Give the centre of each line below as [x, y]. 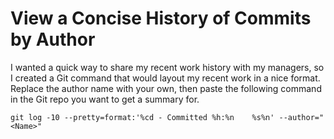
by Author [53, 39]
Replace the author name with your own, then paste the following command [166, 88]
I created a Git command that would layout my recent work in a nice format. [165, 78]
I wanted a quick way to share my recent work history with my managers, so [167, 67]
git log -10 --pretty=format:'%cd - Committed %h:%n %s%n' [142, 117]
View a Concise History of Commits [161, 18]
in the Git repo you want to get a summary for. [105, 99]
